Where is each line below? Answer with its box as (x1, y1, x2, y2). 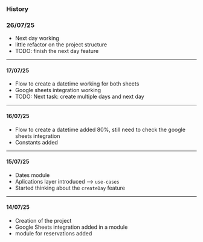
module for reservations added (14, 230, 92, 237)
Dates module (14, 171, 50, 179)
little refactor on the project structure (14, 41, 108, 48)
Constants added (14, 138, 59, 146)
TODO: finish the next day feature (14, 48, 99, 55)
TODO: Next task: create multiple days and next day (14, 93, 144, 101)
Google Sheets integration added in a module (14, 223, 128, 231)
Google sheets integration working (14, 87, 101, 94)
